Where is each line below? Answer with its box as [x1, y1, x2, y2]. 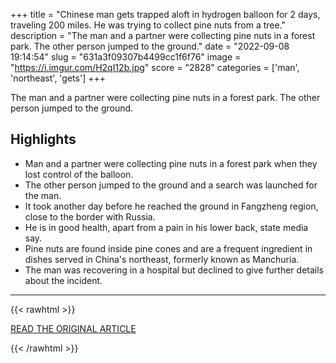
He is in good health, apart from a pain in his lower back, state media [24, 221, 309, 233]
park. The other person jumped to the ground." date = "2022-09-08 [10, 40, 290, 52]
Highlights [10, 131, 77, 148]
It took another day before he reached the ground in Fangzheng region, [24, 200, 319, 212]
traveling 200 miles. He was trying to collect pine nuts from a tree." [10, 19, 287, 31]
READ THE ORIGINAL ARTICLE [10, 322, 137, 334]
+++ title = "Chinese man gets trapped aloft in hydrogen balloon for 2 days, [10, 9, 321, 20]
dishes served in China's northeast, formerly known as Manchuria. [24, 253, 300, 265]
